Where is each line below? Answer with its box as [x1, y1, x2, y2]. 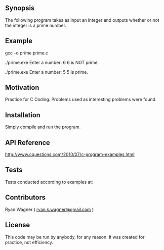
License [5, 221, 30, 229]
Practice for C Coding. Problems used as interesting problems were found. [5, 97, 157, 102]
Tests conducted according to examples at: [5, 179, 93, 185]
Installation [5, 111, 41, 119]
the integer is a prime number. [5, 22, 67, 28]
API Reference [5, 138, 50, 147]
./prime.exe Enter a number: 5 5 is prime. [5, 69, 88, 75]
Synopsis [5, 4, 35, 12]
